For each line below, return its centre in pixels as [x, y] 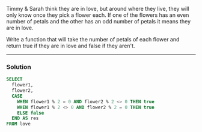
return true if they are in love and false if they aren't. [71, 46]
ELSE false [31, 113]
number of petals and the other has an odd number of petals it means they [99, 21]
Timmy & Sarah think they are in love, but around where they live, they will [98, 9]
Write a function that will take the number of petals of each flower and [93, 39]
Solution [19, 67]
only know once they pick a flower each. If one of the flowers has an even [98, 15]
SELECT [14, 79]
